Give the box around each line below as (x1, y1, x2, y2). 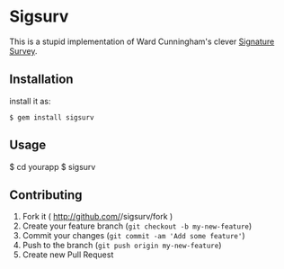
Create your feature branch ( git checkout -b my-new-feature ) (22, 220, 253, 231)
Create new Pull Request (22, 249, 114, 260)
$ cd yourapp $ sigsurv (9, 161, 96, 172)
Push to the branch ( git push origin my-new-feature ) (22, 240, 222, 251)
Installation (9, 72, 74, 87)
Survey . (9, 45, 38, 56)
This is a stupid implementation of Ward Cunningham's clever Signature (9, 36, 275, 47)
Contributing (9, 187, 83, 202)
